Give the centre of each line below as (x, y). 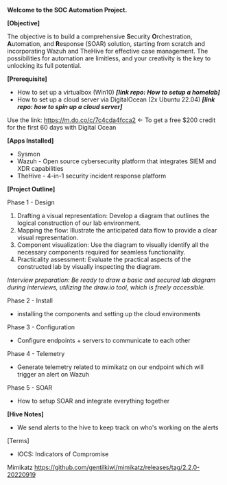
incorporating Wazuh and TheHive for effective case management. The (108, 51)
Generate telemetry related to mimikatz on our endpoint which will (110, 367)
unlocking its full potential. (44, 66)
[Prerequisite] (27, 79)
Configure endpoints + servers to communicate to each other (104, 340)
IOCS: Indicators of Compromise (63, 454)
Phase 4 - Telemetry (36, 354)
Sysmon (28, 154)
